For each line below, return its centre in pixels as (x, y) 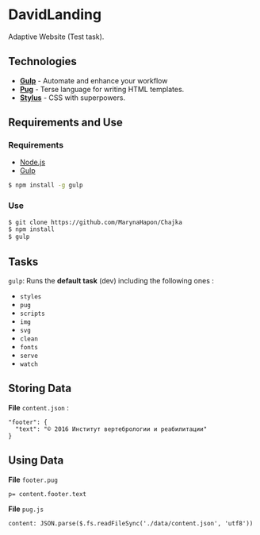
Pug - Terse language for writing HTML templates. (102, 89)
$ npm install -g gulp (46, 185)
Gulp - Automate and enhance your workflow (94, 80)
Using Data (36, 461)
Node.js (32, 162)
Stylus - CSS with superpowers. (72, 98)
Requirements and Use (65, 123)
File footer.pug (33, 479)
